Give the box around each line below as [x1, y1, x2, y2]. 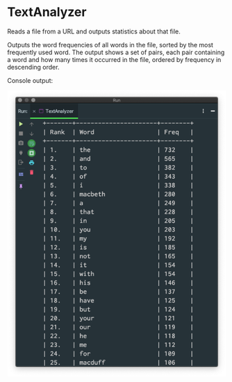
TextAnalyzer [7, 4, 87, 20]
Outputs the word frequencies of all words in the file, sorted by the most [7, 40, 214, 49]
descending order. [7, 63, 60, 71]
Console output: [7, 76, 53, 84]
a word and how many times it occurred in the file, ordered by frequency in [7, 55, 222, 63]
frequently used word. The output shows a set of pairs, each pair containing [7, 48, 225, 56]
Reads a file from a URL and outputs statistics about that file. [7, 27, 181, 35]
